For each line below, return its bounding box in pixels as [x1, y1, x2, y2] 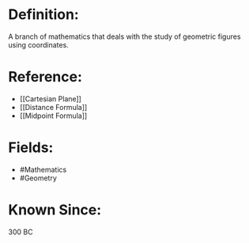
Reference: [8, 68, 83, 86]
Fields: [8, 139, 54, 157]
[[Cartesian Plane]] [19, 93, 81, 104]
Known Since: [8, 201, 102, 218]
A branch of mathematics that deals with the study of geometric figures [8, 32, 241, 41]
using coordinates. [8, 40, 69, 49]
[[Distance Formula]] [19, 102, 88, 112]
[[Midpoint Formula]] [19, 111, 88, 120]
